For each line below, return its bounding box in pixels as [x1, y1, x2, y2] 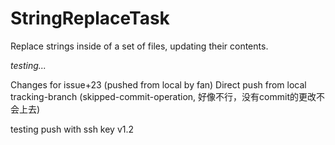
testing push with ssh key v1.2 [10, 123, 135, 135]
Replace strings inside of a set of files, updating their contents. [10, 40, 269, 52]
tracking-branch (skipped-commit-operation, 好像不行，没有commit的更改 [10, 90, 317, 102]
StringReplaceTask [10, 7, 170, 30]
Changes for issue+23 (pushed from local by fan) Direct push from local [10, 78, 307, 91]
